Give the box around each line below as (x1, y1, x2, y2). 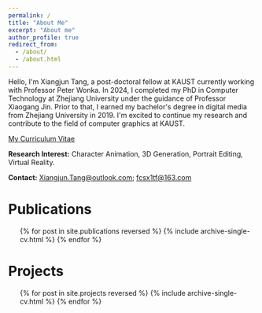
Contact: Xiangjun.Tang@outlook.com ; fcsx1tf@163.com (8, 172, 192, 182)
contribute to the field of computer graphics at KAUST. (8, 119, 186, 128)
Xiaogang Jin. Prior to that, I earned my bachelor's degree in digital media (8, 101, 248, 111)
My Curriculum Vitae (8, 134, 76, 143)
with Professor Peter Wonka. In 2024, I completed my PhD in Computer (8, 85, 238, 94)
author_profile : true (8, 33, 79, 42)
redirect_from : (8, 41, 58, 49)
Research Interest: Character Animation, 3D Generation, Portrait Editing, (8, 149, 244, 158)
